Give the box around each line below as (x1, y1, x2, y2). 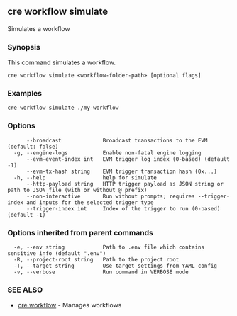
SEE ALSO (7, 285, 43, 295)
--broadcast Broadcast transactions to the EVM (26, 137, 208, 144)
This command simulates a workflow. (7, 58, 116, 67)
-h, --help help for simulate (13, 174, 158, 181)
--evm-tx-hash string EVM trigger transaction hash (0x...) (26, 168, 218, 175)
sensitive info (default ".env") (7, 250, 106, 257)
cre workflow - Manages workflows (17, 301, 122, 310)
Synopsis (7, 42, 40, 52)
